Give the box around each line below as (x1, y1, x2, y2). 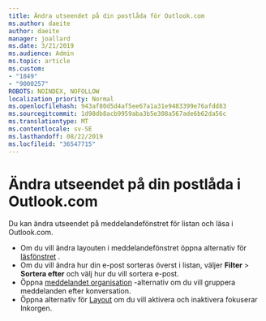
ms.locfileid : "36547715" (8, 139, 96, 148)
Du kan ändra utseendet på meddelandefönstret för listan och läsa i (8, 219, 234, 229)
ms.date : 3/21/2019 (8, 42, 75, 50)
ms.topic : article (8, 58, 71, 66)
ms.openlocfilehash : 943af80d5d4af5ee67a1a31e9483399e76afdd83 (8, 102, 227, 110)
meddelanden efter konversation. (19, 286, 131, 296)
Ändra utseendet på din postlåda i (8, 175, 241, 193)
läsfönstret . (19, 252, 61, 262)
